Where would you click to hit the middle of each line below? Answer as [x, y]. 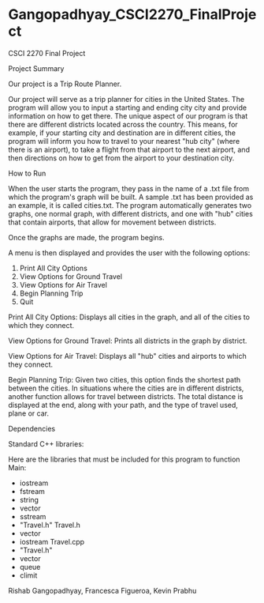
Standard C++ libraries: [46, 443]
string [29, 499]
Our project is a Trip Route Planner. [65, 84]
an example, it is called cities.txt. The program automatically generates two [130, 205]
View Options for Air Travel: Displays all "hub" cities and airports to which [127, 356]
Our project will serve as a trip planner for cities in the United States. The [126, 99]
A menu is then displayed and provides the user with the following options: [129, 253]
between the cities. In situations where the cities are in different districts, [126, 388]
